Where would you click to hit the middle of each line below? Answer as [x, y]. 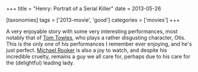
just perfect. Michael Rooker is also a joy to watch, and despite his [87, 50]
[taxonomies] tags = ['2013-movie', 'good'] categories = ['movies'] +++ [93, 20]
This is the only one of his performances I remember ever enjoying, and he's [99, 44]
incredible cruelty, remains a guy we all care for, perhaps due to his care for [98, 56]
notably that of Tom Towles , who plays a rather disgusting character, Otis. [96, 37]
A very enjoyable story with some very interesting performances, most [92, 31]
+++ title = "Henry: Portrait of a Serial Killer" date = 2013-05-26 [84, 9]
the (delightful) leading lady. [40, 63]
